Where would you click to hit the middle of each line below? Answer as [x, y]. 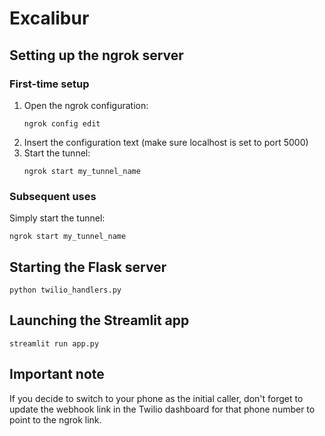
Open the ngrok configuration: [86, 105]
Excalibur [49, 18]
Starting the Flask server [88, 267]
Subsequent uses [53, 196]
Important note [57, 374]
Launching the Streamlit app [99, 320]
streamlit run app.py [54, 343]
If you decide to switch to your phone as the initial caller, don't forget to [156, 398]
